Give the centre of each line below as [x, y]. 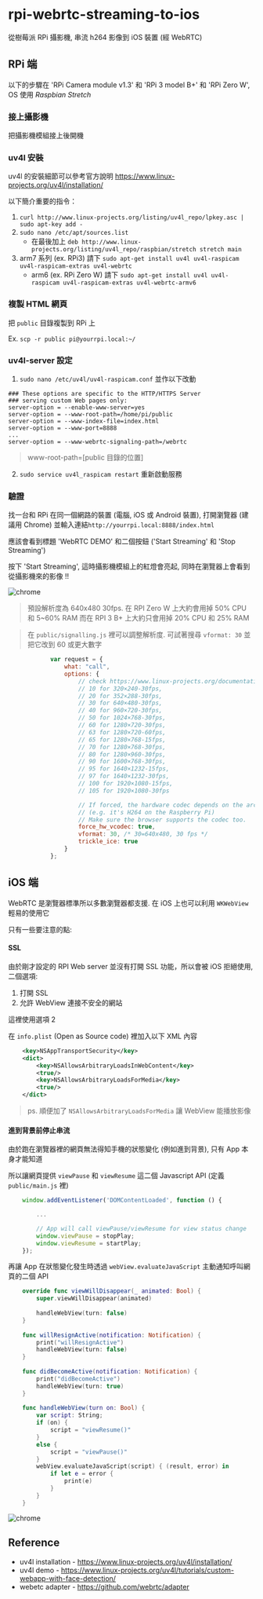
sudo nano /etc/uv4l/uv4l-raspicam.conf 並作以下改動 [108, 379]
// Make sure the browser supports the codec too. [162, 820]
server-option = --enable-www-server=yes [77, 407]
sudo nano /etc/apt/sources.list [74, 233]
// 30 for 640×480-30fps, [120, 703]
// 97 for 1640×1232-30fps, [124, 776]
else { [47, 1444]
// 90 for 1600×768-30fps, [122, 762]
